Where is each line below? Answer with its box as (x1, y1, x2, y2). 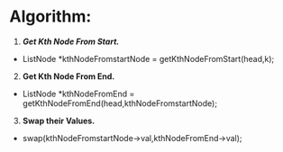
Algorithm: (9, 6, 92, 27)
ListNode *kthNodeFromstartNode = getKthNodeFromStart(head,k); (22, 53, 275, 64)
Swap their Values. (22, 115, 96, 126)
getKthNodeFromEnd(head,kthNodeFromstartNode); (22, 97, 218, 109)
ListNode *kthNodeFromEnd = (22, 88, 135, 99)
